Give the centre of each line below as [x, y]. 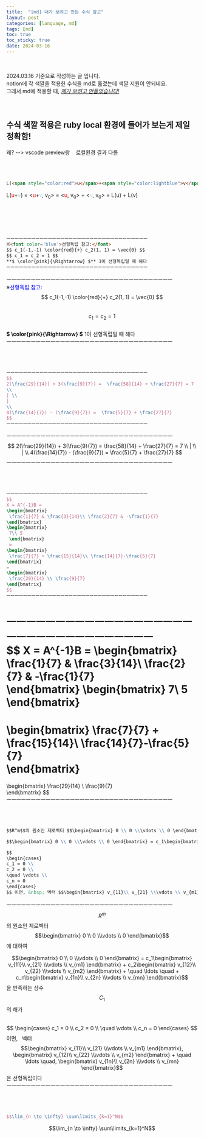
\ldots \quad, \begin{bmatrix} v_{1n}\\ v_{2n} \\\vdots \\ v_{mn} [102, 1061]
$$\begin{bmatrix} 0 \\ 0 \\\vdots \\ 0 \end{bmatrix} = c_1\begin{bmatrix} [102, 958]
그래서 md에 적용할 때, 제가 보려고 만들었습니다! [63, 91]
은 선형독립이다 [24, 1078]
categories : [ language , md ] [42, 23]
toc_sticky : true [28, 40]
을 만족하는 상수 [25, 988]
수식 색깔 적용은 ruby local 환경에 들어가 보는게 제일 [98, 125]
